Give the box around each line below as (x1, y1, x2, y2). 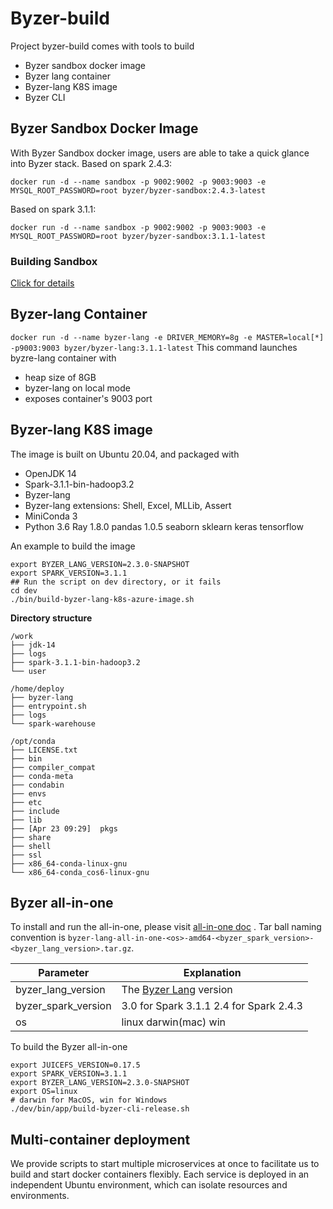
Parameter (38, 966, 90, 980)
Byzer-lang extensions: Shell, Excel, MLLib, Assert (24, 499, 232, 511)
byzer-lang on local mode (24, 382, 131, 394)
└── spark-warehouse (10, 718, 97, 729)
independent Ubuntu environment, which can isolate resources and (10, 1179, 288, 1191)
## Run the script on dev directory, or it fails (10, 577, 222, 587)
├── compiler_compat (10, 762, 97, 772)
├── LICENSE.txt (10, 745, 78, 755)
